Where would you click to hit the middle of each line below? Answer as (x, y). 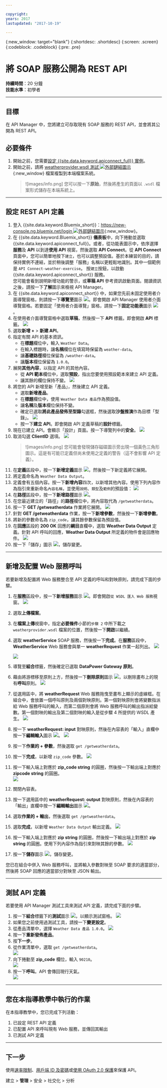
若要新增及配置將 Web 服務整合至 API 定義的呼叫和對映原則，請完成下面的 (81, 579)
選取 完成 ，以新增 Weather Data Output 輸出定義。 (63, 827)
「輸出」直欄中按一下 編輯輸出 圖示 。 (53, 805)
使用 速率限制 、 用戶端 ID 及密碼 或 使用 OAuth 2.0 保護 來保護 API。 (72, 1070)
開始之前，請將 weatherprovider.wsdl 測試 (56, 167)
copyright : (17, 14)
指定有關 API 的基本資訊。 (39, 337)
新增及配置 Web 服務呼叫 (44, 566)
